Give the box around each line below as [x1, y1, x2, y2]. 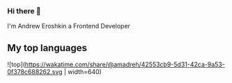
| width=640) [63, 68, 102, 76]
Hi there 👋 [7, 6, 42, 16]
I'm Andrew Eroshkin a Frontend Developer [7, 22, 131, 30]
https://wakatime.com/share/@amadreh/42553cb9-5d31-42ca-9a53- [24, 60, 225, 68]
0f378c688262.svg [7, 68, 63, 76]
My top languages [7, 41, 88, 54]
